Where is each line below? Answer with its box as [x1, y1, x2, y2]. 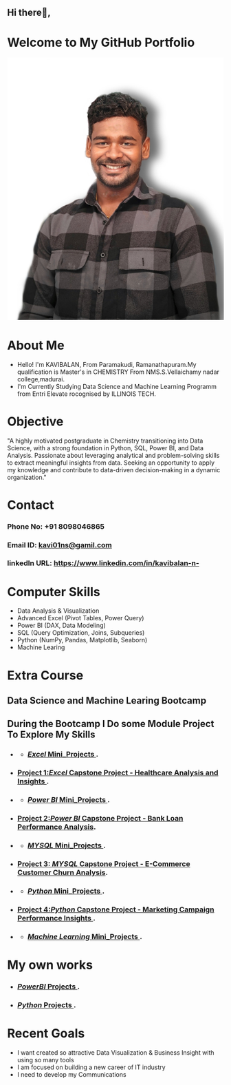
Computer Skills [7, 584, 101, 600]
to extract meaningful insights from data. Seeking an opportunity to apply [7, 459, 215, 467]
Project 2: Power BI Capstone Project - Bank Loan [16, 814, 184, 823]
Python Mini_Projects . [27, 886, 105, 896]
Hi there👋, [7, 7, 52, 19]
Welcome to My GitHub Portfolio [7, 34, 195, 50]
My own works [7, 957, 93, 973]
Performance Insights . [16, 913, 96, 923]
